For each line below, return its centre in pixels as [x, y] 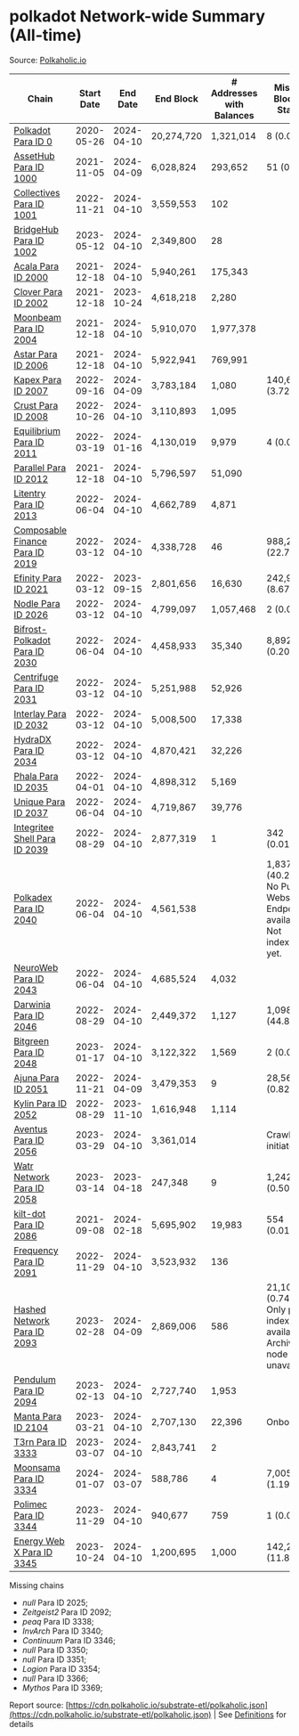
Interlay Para [40, 713]
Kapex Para [38, 379]
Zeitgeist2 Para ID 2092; [67, 1612]
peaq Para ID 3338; [58, 1621]
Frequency [36, 1251]
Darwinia [32, 1004]
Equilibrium [37, 431]
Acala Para [36, 266]
